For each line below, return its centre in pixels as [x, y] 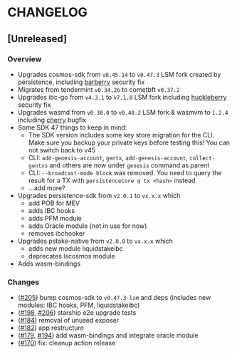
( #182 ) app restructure [51, 328]
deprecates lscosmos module [72, 256]
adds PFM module [55, 218]
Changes [23, 282]
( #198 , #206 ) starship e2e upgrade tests [77, 313]
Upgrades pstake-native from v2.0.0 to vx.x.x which [95, 241]
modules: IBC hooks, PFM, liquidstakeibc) [79, 305]
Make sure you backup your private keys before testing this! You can [129, 142]
